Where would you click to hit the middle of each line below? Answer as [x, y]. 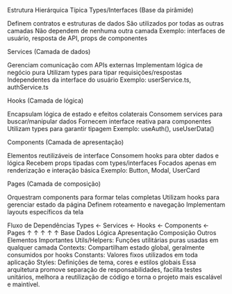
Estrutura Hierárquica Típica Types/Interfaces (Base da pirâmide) [100, 10]
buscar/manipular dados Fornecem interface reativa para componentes [109, 121]
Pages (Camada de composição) [54, 184]
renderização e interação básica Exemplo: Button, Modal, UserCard [103, 170]
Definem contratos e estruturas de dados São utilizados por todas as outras [116, 23]
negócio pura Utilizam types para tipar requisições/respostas [95, 72]
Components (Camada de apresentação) [65, 142]
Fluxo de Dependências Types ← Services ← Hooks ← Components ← [108, 225]
